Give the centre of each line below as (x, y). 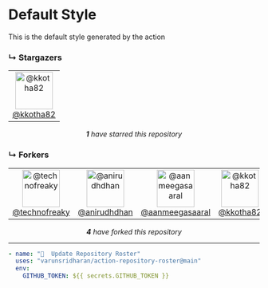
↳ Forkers (29, 155)
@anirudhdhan (105, 211)
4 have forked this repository (134, 231)
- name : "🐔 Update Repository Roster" (75, 254)
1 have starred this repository (134, 134)
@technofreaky (41, 211)
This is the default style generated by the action (87, 37)
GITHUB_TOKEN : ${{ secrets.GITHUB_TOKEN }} (96, 276)
